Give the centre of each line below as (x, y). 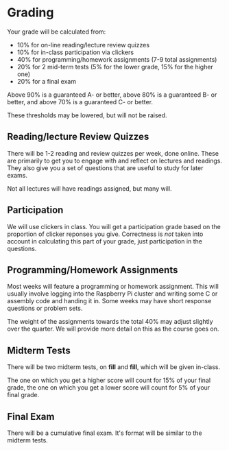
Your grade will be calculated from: (57, 32)
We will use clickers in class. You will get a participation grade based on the (114, 226)
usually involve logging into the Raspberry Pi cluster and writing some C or (112, 294)
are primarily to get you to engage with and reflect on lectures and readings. (115, 161)
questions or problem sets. (45, 308)
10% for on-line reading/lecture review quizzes (83, 45)
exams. (17, 175)
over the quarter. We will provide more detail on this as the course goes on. (113, 329)
